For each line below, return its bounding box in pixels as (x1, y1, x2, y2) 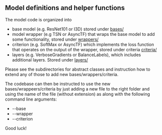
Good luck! (5, 125, 27, 131)
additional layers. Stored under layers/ (12, 57, 88, 62)
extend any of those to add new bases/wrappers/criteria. (5, 71, 118, 77)
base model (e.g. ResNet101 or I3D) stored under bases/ (12, 26, 124, 32)
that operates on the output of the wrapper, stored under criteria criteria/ (12, 46, 157, 52)
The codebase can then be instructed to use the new (5, 81, 111, 87)
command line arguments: (5, 96, 57, 102)
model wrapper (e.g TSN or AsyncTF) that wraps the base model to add (12, 31, 155, 37)
